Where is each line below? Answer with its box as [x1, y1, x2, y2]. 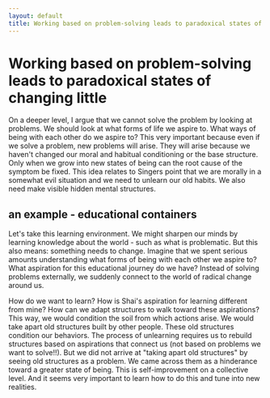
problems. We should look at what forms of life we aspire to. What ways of [8, 124, 256, 133]
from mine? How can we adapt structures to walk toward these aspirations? [8, 305, 260, 315]
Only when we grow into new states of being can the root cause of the [8, 159, 243, 168]
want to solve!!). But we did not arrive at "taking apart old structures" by [8, 348, 248, 358]
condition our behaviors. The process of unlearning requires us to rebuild [8, 331, 252, 341]
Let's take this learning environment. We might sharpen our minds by [8, 229, 238, 239]
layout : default [8, 11, 63, 20]
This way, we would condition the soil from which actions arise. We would [8, 313, 255, 324]
